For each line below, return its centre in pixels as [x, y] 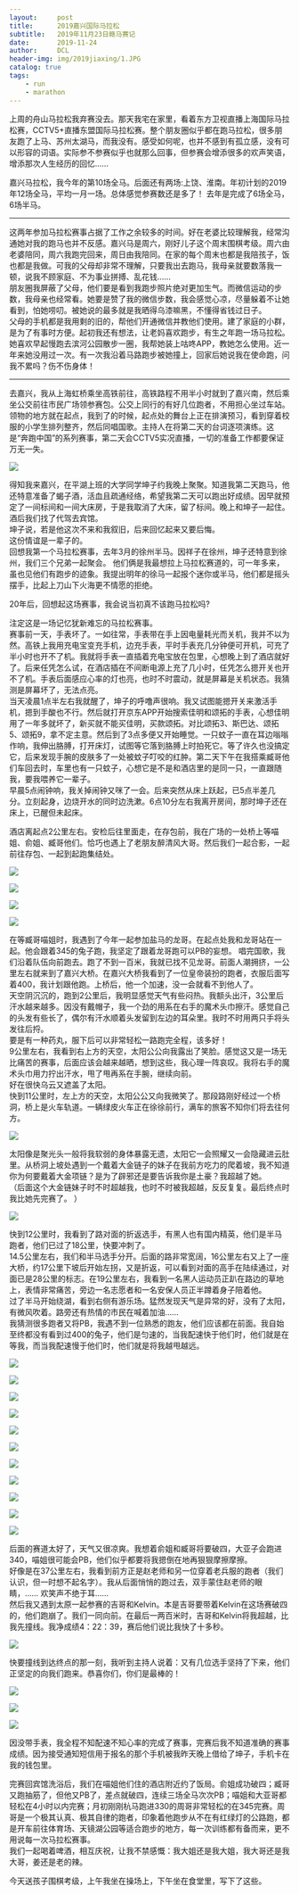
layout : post [41, 17]
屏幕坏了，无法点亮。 [64, 690]
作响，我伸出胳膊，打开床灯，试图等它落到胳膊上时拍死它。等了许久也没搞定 [149, 745]
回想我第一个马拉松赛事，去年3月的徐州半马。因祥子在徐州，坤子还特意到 [144, 551]
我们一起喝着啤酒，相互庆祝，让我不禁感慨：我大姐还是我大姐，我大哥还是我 [149, 1850]
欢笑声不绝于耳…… [75, 1592]
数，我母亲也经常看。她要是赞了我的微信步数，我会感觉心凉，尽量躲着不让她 [149, 299]
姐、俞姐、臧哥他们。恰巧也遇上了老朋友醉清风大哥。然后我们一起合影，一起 [149, 842]
